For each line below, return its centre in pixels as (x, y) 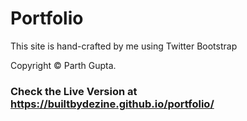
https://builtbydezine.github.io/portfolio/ (112, 104)
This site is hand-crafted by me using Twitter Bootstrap (124, 46)
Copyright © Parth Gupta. (63, 65)
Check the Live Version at (74, 91)
